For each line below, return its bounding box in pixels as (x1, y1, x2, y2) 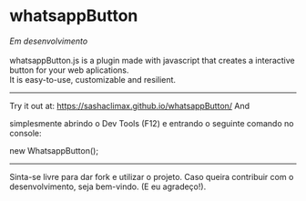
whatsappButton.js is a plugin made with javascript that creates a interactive (9, 55, 295, 65)
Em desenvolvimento (9, 35, 88, 46)
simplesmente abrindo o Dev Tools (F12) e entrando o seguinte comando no (9, 117, 294, 128)
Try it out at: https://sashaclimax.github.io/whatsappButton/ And (9, 100, 250, 111)
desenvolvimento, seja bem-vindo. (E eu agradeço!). (9, 181, 207, 192)
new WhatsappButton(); (9, 145, 98, 156)
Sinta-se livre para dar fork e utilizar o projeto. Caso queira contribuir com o (9, 171, 294, 182)
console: (9, 127, 43, 138)
